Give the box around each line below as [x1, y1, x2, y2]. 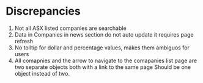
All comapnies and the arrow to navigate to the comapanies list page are [14, 57, 197, 64]
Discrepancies [6, 4, 81, 18]
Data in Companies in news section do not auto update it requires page [14, 31, 194, 38]
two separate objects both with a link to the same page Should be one [14, 63, 191, 71]
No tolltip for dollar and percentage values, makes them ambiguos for [14, 44, 190, 51]
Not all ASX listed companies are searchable [14, 24, 127, 32]
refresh [14, 37, 34, 45]
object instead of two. [14, 70, 70, 77]
